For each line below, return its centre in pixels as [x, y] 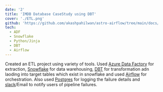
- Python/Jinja [25, 41]
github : [13, 23]
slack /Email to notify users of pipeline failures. [51, 84]
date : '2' [15, 9]
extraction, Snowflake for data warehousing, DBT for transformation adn [77, 69]
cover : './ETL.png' [25, 18]
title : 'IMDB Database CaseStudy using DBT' [51, 14]
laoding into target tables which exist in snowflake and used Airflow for [76, 74]
